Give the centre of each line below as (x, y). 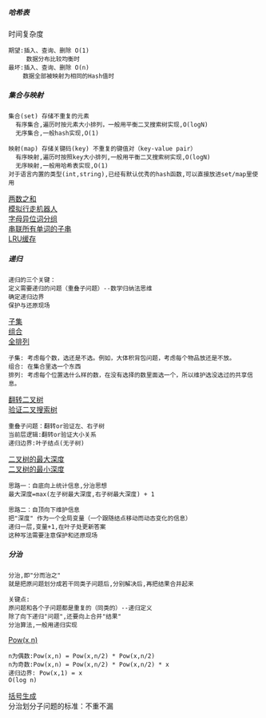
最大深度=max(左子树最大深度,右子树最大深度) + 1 (81, 494)
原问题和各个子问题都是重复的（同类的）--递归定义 (80, 608)
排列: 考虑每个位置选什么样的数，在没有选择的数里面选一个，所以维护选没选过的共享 (128, 375)
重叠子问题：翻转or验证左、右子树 (57, 426)
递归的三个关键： (32, 280)
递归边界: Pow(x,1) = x (45, 673)
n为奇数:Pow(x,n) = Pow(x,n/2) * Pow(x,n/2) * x (89, 664)
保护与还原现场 (29, 305)
